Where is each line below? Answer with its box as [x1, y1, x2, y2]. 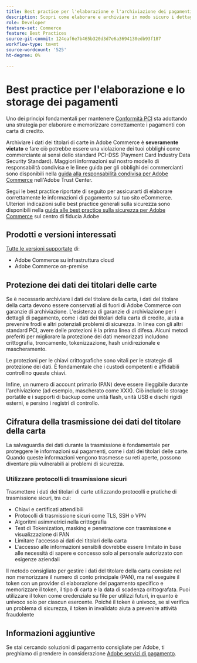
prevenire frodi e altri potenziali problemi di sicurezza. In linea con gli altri [6, 321, 183, 328]
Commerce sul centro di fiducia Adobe [6, 212, 100, 219]
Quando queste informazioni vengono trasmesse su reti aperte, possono [6, 454, 181, 461]
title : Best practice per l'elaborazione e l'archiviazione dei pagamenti [6, 8, 193, 15]
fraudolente [6, 611, 34, 618]
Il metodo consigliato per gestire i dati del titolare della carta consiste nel [6, 567, 182, 574]
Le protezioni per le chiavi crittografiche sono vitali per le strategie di [6, 357, 172, 364]
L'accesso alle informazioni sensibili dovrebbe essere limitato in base [14, 544, 182, 551]
